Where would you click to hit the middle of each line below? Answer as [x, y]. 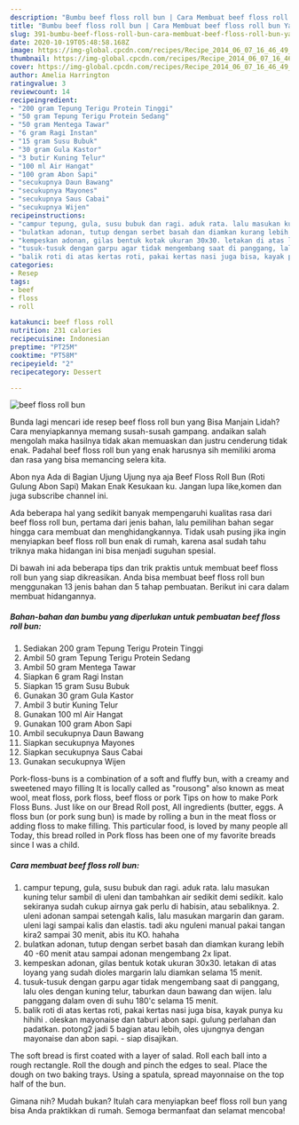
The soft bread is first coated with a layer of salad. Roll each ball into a [138, 1056]
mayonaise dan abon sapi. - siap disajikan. [100, 1039]
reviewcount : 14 [40, 91]
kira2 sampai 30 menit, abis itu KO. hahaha [101, 935]
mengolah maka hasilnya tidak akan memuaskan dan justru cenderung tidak [149, 441]
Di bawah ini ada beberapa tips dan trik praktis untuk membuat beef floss [144, 568]
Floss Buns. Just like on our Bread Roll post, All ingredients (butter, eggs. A [147, 807]
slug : [20, 34]
